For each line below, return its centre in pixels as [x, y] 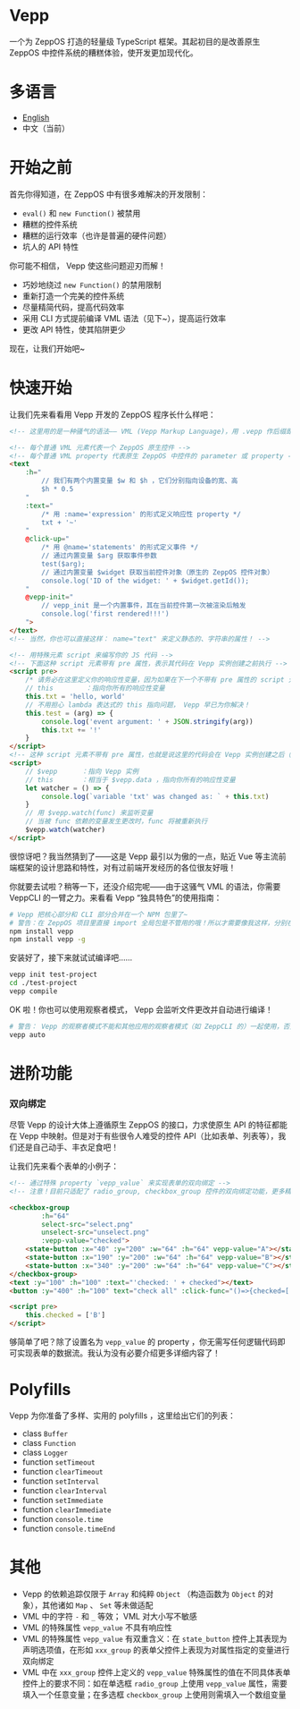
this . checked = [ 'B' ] [65, 1315]
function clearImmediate [67, 1509]
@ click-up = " [47, 539]
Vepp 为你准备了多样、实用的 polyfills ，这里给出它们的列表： [123, 1416]
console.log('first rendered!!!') [105, 614]
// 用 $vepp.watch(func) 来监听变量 [89, 813]
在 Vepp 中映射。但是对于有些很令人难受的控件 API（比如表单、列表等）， [144, 1136]
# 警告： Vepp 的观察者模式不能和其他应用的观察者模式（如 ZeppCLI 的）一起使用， [146, 1026]
